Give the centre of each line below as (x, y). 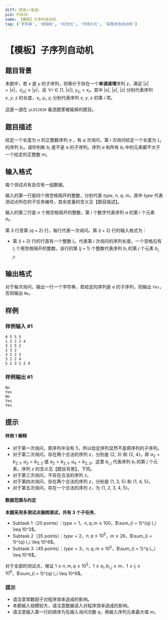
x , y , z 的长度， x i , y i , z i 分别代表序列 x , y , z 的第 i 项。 (60, 99)
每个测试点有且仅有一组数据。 (36, 185)
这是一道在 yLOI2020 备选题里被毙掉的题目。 (51, 109)
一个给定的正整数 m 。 (28, 154)
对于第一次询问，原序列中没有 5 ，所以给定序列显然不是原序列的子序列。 (87, 448)
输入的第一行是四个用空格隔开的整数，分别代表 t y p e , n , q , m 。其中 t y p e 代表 (84, 196)
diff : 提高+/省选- (23, 10)
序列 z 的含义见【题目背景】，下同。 (58, 469)
